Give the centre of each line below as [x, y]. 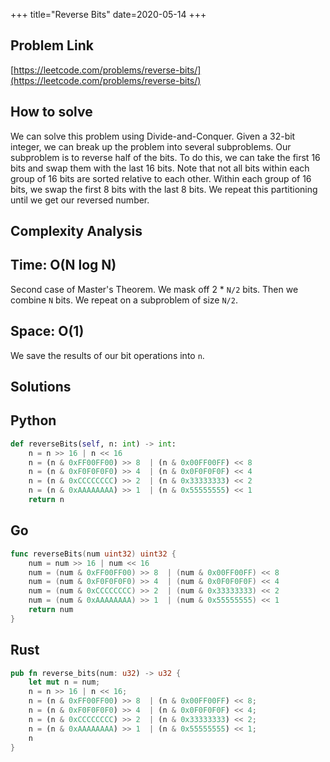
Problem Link [52, 45]
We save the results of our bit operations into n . [107, 355]
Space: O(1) [47, 331]
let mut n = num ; [64, 682]
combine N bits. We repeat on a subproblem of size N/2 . [124, 300]
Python [33, 420]
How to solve [51, 112]
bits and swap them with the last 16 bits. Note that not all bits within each [160, 168]
